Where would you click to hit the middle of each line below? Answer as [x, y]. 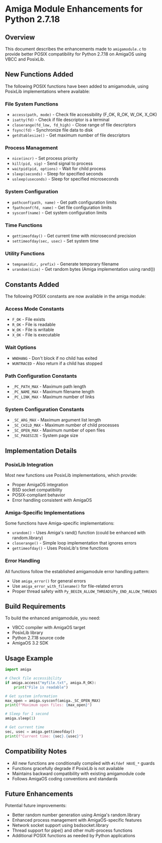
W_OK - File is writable [33, 330]
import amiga [18, 669]
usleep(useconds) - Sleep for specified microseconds [65, 179]
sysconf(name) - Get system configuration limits [59, 212]
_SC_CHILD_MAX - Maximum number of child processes [65, 425]
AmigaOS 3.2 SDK [30, 643]
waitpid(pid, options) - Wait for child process [59, 169]
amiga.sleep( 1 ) [20, 719]
